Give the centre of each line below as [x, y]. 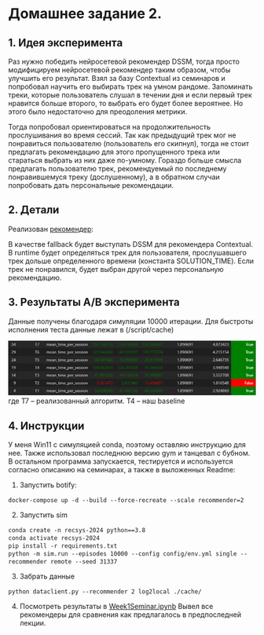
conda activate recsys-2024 [54, 538]
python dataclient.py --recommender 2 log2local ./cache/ [105, 592]
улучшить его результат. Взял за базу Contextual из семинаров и [117, 78]
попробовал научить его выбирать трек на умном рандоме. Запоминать [130, 86]
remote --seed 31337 [84, 562]
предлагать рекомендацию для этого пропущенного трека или [114, 152]
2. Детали [34, 210]
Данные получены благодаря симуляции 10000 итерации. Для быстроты [131, 321]
